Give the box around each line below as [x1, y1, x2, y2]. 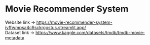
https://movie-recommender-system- [36, 19, 112, 25]
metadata [5, 35, 25, 41]
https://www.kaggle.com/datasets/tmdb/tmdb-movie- [35, 30, 145, 35]
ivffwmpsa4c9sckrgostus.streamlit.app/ [5, 24, 86, 30]
